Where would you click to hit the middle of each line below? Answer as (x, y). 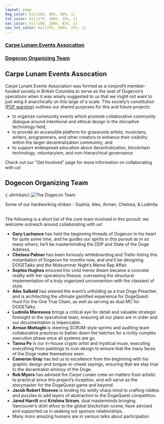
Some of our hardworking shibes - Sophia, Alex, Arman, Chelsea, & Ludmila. (82, 204)
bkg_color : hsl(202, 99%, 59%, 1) (40, 14)
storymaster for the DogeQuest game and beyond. (63, 385)
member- (136, 86)
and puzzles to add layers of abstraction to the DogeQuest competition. (84, 395)
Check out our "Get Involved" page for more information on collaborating (79, 162)
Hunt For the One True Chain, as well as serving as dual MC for (76, 301)
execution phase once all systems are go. (54, 338)
